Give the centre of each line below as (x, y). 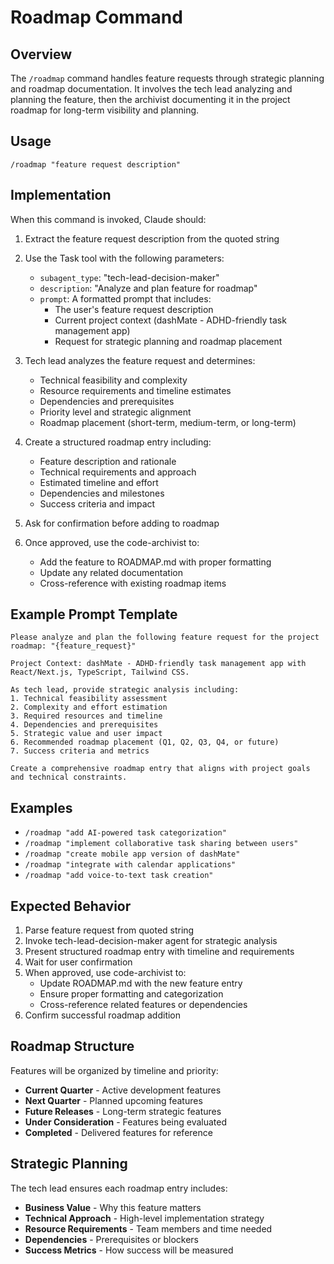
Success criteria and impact (97, 503)
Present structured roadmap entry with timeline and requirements (159, 952)
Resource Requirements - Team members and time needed (148, 1228)
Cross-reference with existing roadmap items (133, 583)
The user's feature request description (134, 309)
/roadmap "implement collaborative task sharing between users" (161, 844)
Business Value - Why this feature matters (113, 1207)
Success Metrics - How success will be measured (129, 1250)
